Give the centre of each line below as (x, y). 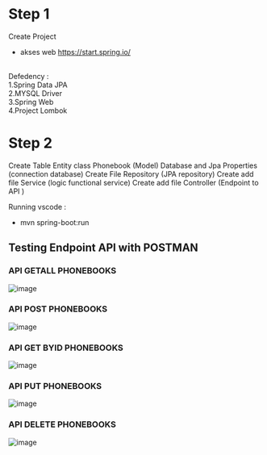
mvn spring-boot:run (54, 222)
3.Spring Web (31, 102)
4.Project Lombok (38, 111)
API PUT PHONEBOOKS (55, 386)
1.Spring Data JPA (38, 85)
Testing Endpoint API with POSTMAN (104, 248)
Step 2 (30, 143)
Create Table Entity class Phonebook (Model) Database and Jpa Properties (133, 165)
